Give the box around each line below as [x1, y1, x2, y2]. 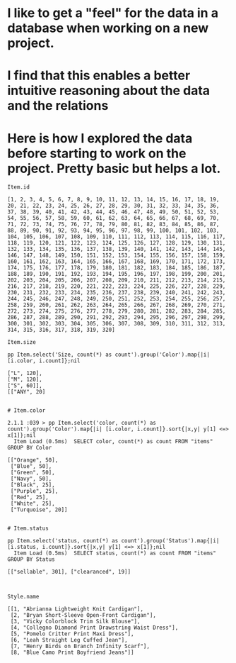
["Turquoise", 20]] [10, 506, 69, 513]
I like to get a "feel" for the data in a [7, 5, 219, 21]
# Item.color [7, 407, 46, 414]
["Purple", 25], [10, 488, 59, 495]
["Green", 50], [10, 469, 55, 477]
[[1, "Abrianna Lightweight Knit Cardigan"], [7, 606, 143, 613]
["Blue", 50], [10, 463, 52, 470]
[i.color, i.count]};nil [7, 357, 81, 364]
